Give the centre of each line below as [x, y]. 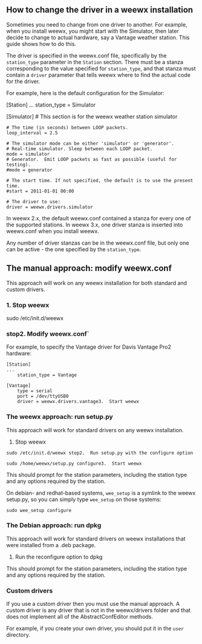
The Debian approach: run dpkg [54, 525]
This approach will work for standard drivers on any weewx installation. [95, 430]
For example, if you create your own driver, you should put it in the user [95, 628]
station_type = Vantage [47, 375]
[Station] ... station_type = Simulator [51, 105]
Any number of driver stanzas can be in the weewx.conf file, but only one [98, 243]
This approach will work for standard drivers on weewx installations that [96, 539]
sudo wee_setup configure [39, 510]
